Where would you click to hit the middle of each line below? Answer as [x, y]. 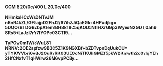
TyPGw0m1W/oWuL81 [28, 43]
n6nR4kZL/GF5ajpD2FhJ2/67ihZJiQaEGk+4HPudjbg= [61, 23]
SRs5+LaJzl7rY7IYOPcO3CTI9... [38, 33]
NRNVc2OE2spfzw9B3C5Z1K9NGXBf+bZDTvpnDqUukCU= [66, 48]
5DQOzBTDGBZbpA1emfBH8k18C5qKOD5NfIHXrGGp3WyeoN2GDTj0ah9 [81, 28]
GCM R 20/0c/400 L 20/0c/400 [38, 7]
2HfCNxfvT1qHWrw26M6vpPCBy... [42, 58]
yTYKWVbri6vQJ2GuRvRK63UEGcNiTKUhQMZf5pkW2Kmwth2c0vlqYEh [81, 53]
